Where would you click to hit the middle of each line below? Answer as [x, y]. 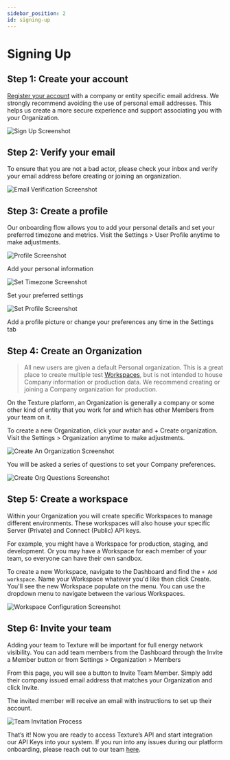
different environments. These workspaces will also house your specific [109, 523]
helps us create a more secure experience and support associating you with [115, 110]
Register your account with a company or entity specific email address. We [113, 95]
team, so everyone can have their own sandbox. [75, 558]
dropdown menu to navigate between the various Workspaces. [96, 593]
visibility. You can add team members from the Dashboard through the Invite [115, 652]
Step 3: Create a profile [58, 211]
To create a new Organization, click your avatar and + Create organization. [112, 430]
